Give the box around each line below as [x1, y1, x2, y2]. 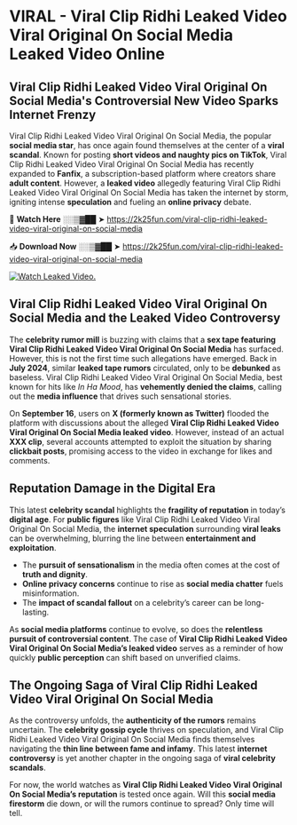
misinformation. [21, 588, 80, 599]
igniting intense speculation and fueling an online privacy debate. [9, 197, 252, 207]
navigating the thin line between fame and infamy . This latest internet [9, 743, 268, 754]
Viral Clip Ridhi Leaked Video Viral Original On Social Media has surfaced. [9, 344, 284, 354]
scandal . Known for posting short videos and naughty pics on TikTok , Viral [9, 149, 287, 160]
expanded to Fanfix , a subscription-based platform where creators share [9, 169, 277, 178]
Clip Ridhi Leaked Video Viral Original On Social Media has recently [9, 159, 254, 170]
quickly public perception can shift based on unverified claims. [9, 652, 241, 662]
